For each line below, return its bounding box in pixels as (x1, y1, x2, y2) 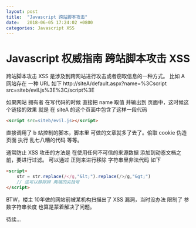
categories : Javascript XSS (6, 25, 75, 31)
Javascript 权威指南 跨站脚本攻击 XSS (6, 52, 190, 65)
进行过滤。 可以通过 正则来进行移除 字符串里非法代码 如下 (21, 156, 161, 163)
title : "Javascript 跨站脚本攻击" (6, 14, 88, 20)
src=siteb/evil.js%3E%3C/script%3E (6, 86, 95, 94)
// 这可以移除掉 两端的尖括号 (16, 179, 80, 185)
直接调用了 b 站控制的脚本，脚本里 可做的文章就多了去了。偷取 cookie (6, 129, 175, 136)
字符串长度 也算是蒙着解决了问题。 (11, 203, 95, 210)
